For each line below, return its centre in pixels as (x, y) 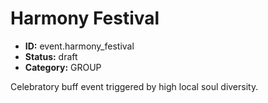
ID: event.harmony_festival (79, 46)
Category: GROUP (63, 67)
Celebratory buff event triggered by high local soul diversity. (134, 86)
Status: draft (51, 56)
